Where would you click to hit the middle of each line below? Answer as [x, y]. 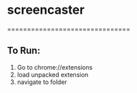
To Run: [24, 51]
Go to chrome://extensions [55, 67]
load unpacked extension [53, 74]
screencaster [46, 10]
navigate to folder [42, 82]
